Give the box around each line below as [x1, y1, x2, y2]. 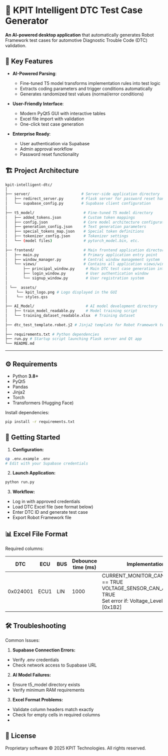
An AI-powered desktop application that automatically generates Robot [5, 32, 154, 38]
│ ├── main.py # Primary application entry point [5, 252, 157, 257]
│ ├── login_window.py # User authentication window [5, 271, 149, 276]
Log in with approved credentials [12, 499, 80, 505]
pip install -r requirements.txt [5, 419, 75, 424]
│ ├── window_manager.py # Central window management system [5, 257, 160, 262]
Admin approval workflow [19, 146, 73, 152]
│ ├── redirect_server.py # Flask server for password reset [5, 196, 155, 202]
